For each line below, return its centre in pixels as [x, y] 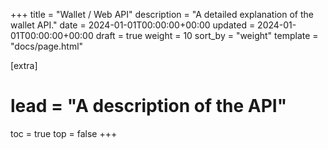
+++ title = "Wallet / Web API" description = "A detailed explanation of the [162, 14]
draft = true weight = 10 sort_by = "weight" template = [207, 35]
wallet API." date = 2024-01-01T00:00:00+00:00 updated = [133, 25]
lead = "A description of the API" [149, 106]
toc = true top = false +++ [64, 133]
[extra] [24, 65]
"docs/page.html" [47, 46]
